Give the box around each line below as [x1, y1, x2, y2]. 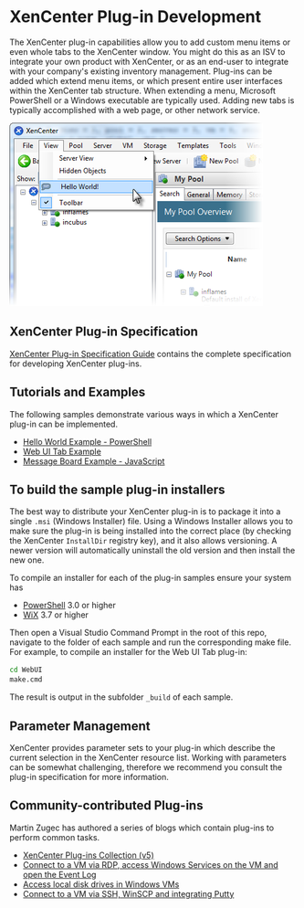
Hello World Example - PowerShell [22, 436, 152, 447]
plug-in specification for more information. [9, 771, 169, 782]
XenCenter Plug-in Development [9, 6, 262, 27]
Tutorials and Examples [9, 385, 146, 400]
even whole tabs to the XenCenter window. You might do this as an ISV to [9, 46, 286, 57]
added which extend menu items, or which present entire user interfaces [9, 75, 283, 86]
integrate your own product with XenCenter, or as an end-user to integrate [9, 56, 289, 67]
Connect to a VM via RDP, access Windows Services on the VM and [22, 859, 278, 870]
